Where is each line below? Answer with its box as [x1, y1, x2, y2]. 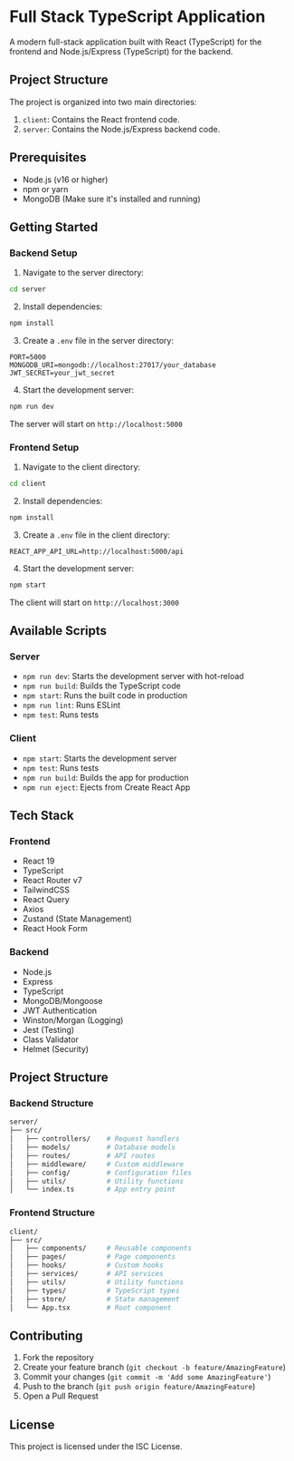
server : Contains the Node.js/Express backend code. [22, 123, 221, 134]
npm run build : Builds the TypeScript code [22, 680, 181, 691]
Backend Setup [9, 247, 79, 259]
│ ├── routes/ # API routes [9, 1151, 156, 1160]
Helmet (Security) [22, 1043, 89, 1054]
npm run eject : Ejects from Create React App [22, 782, 191, 793]
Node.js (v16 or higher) [22, 174, 109, 185]
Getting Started [9, 219, 99, 235]
